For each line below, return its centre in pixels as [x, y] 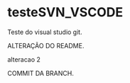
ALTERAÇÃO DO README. [46, 45]
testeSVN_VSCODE [65, 12]
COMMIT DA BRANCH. [41, 73]
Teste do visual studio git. [45, 32]
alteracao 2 [24, 59]
